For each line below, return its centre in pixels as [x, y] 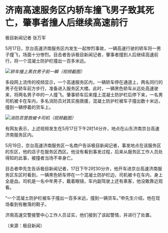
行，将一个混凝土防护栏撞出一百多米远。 [47, 61]
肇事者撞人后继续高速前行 [75, 23]
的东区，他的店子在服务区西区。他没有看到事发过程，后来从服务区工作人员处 [84, 151]
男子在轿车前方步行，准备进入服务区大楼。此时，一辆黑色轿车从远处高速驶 [82, 88]
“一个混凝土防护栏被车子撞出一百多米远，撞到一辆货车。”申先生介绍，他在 [80, 198]
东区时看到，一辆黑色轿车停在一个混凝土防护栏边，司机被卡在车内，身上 [88, 175]
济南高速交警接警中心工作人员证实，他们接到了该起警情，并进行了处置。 [79, 215]
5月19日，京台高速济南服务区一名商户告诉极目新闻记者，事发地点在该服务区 [83, 145]
